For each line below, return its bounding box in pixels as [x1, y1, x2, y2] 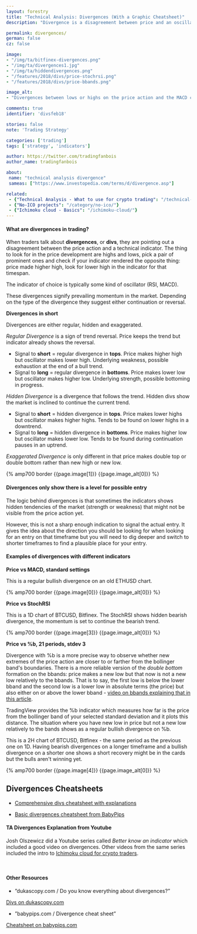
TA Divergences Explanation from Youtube [6, 824, 112, 831]
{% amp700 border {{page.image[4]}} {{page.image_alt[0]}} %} [6, 766, 161, 774]
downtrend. [14, 423, 43, 430]
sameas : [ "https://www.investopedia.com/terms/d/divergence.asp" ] [8, 180, 175, 186]
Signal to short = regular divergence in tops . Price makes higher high [14, 350, 182, 358]
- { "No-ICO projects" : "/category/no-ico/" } [8, 202, 119, 208]
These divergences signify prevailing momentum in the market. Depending [6, 293, 186, 300]
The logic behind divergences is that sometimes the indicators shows [6, 497, 174, 504]
